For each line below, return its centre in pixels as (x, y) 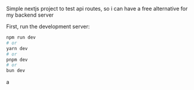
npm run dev (21, 38)
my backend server (30, 15)
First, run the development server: (48, 27)
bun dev (16, 71)
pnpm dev (17, 60)
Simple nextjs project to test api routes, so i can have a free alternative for (97, 9)
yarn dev (17, 48)
